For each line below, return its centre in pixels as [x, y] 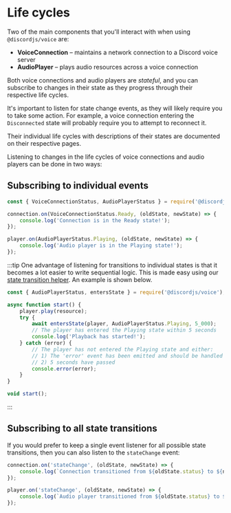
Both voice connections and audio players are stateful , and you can [102, 80]
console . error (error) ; [64, 369]
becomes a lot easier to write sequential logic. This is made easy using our [113, 272]
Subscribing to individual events [78, 186]
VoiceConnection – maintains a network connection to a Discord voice [118, 52]
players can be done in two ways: [55, 164]
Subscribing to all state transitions [82, 429]
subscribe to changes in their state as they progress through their [100, 87]
